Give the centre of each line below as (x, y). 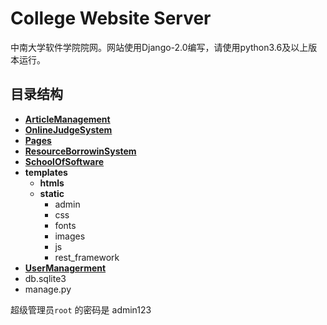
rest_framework (87, 257)
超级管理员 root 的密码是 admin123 (81, 309)
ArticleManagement (67, 119)
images (70, 236)
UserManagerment (65, 268)
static (52, 193)
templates (46, 172)
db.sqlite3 (45, 278)
